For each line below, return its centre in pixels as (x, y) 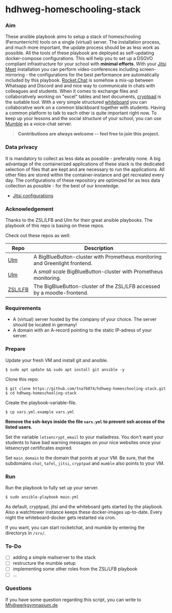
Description (99, 248)
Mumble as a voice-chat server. (39, 124)
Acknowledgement (29, 209)
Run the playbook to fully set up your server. (52, 487)
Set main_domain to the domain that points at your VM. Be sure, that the (80, 457)
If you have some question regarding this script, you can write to (73, 600)
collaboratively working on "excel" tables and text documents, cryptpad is (83, 97)
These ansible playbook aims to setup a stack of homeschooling (73, 36)
